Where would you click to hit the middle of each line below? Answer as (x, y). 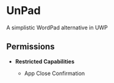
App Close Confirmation (55, 73)
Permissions (30, 47)
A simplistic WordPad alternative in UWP (57, 27)
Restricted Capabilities (45, 61)
